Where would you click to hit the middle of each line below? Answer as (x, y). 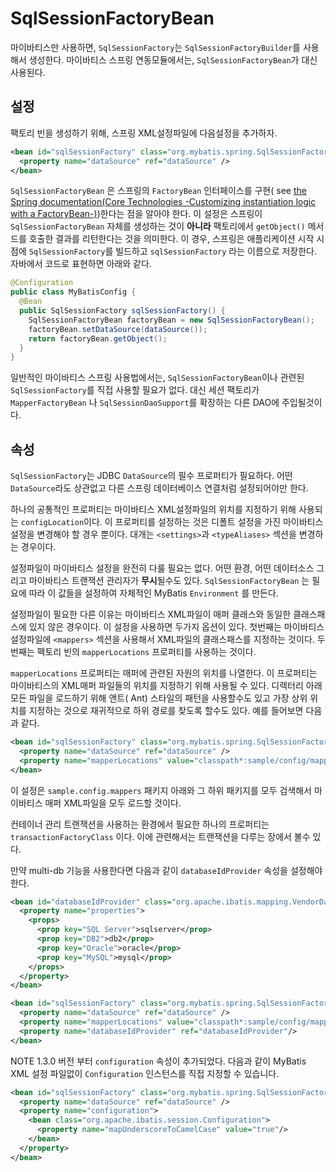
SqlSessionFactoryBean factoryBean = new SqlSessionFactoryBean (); (171, 320)
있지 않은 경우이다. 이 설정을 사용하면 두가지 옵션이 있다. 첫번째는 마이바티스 (176, 627)
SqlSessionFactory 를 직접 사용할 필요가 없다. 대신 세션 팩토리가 (135, 390)
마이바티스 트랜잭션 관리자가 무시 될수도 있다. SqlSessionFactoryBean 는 (169, 581)
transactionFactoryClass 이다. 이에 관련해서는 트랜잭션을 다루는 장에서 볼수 (160, 836)
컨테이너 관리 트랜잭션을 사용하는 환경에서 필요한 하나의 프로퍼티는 (140, 824)
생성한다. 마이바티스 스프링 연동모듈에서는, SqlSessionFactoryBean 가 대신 (173, 59)
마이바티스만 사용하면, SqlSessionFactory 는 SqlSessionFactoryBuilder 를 (155, 47)
